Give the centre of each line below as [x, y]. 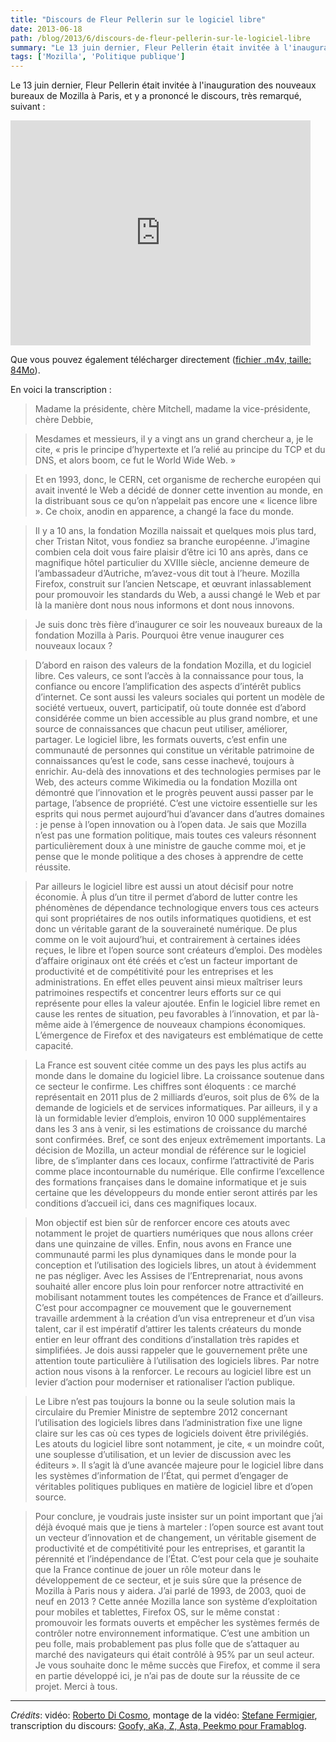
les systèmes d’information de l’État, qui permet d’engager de [161, 1476]
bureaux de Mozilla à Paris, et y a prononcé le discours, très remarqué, [156, 96]
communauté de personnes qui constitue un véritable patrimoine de [174, 750]
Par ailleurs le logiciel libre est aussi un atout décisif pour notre [164, 887]
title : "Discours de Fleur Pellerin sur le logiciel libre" [138, 19]
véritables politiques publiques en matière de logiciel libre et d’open [173, 1487]
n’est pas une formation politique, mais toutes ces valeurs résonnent [175, 835]
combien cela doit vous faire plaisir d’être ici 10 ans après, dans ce [171, 552]
